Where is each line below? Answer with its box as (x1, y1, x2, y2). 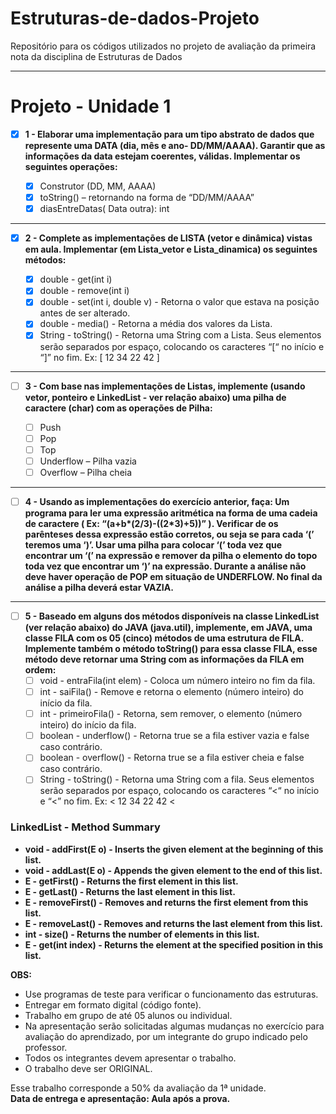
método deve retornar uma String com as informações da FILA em (24, 653, 305, 665)
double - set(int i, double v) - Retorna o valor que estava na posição (39, 296, 320, 308)
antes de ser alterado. (39, 307, 131, 319)
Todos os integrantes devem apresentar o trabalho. (24, 1052, 237, 1064)
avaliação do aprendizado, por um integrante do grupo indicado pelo (24, 1030, 308, 1042)
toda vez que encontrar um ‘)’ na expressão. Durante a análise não (24, 560, 307, 572)
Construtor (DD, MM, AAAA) (39, 180, 157, 192)
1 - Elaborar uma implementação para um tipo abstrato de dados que (24, 128, 315, 140)
